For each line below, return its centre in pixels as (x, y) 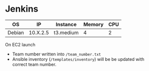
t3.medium (66, 33)
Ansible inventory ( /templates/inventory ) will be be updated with (78, 59)
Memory (93, 24)
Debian (16, 33)
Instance (66, 24)
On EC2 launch (20, 44)
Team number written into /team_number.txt (57, 54)
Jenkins (22, 9)
